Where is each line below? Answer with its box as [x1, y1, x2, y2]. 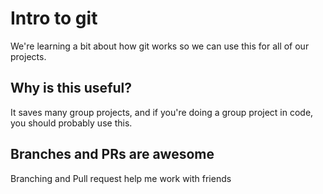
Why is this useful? [10, 80, 133, 97]
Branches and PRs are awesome [10, 146, 215, 163]
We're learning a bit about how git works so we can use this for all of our [10, 40, 310, 52]
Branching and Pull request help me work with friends [10, 172, 232, 184]
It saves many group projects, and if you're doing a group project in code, [10, 106, 314, 118]
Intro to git [10, 7, 98, 30]
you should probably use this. [10, 117, 133, 129]
